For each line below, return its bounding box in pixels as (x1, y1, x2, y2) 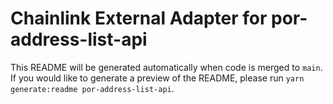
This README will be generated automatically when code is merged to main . (10, 61, 323, 73)
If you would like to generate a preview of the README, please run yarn (10, 72, 305, 84)
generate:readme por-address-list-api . (10, 82, 175, 94)
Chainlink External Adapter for (10, 7, 268, 30)
